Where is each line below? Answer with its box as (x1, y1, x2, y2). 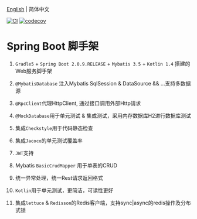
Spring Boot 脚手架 (6, 40, 99, 53)
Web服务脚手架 (15, 67, 52, 74)
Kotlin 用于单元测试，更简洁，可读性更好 (15, 187, 114, 194)
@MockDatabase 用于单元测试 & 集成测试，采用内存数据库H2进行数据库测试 (15, 112, 191, 119)
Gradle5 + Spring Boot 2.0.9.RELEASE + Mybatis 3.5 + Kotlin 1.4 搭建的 (15, 60, 191, 67)
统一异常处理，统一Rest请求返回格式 (15, 174, 103, 181)
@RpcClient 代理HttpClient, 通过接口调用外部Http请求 (15, 100, 141, 107)
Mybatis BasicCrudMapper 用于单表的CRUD (15, 162, 118, 169)
